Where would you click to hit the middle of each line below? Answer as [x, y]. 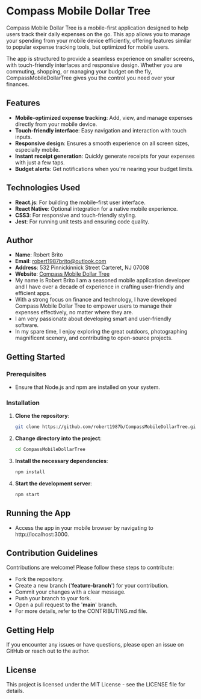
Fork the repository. [39, 579]
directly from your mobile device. [56, 124]
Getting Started [36, 357]
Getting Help [30, 630]
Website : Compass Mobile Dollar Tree [62, 274]
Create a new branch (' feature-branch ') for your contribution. [92, 586]
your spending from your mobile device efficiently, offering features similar [99, 40]
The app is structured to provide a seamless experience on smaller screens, [100, 58]
